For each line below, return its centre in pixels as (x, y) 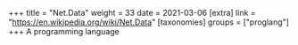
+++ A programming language (64, 31)
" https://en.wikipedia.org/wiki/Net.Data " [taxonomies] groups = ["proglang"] (149, 22)
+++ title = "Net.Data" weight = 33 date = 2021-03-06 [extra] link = (132, 13)
